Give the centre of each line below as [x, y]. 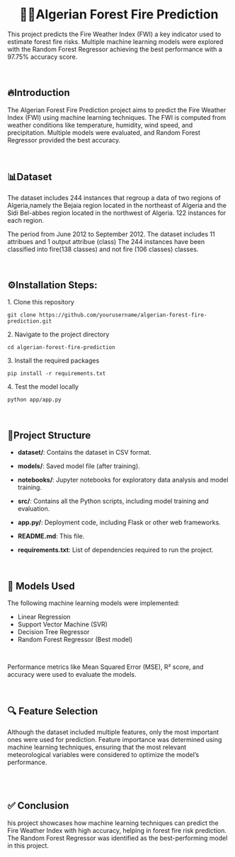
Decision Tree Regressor [53, 632]
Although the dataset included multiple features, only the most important [113, 732]
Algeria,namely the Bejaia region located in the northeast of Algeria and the [117, 205]
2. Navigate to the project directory [58, 334]
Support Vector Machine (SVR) [63, 624]
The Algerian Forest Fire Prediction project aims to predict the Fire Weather [117, 110]
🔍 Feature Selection [53, 711]
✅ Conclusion [38, 806]
